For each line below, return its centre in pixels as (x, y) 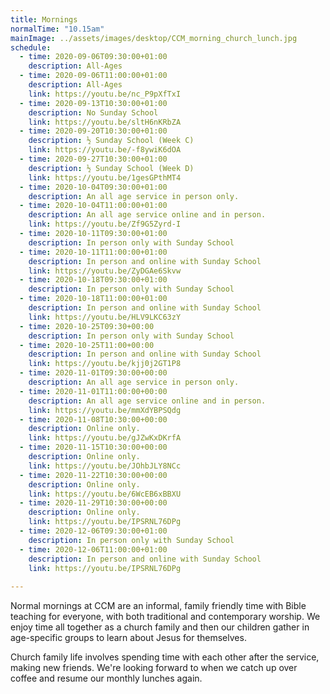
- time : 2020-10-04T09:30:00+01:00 (93, 187)
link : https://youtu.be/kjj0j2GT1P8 (105, 364)
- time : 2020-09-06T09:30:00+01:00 (93, 57)
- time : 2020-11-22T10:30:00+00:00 (93, 475)
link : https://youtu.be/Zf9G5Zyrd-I (105, 224)
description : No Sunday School (93, 112)
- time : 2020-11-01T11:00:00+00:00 (93, 391)
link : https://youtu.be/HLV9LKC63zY (105, 317)
